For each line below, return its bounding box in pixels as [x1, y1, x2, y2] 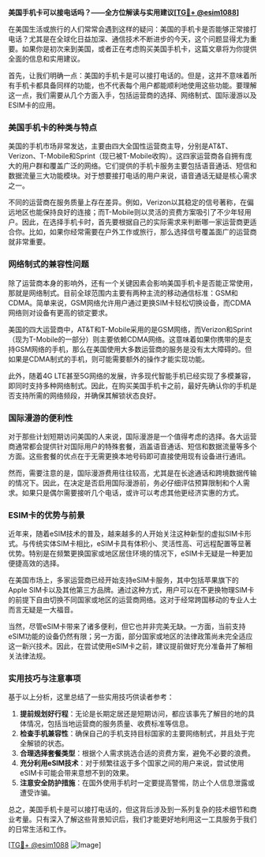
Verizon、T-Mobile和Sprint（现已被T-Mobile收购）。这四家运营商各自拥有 [8, 152, 246, 161]
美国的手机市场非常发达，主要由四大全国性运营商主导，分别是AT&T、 [8, 141, 233, 151]
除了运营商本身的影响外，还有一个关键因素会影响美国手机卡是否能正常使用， [8, 278, 257, 287]
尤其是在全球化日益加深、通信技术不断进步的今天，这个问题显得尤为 [28, 35, 250, 43]
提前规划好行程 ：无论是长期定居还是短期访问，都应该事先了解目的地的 [19, 709, 248, 719]
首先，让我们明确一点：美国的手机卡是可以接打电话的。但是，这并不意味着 [8, 71, 250, 80]
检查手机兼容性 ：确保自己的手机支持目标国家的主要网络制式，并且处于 [19, 729, 248, 739]
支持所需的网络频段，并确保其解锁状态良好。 [14, 391, 160, 400]
